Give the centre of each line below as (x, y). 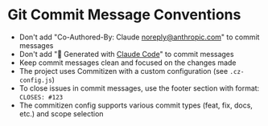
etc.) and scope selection (61, 113)
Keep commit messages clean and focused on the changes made (128, 63)
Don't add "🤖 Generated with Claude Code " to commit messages (126, 54)
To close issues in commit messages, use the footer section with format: (139, 88)
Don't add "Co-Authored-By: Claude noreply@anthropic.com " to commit (139, 37)
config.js (36, 80)
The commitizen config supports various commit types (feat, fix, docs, (136, 105)
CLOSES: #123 (41, 97)
